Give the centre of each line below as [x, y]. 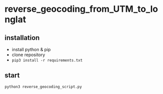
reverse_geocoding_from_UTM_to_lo [81, 9]
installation [22, 38]
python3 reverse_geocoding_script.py [43, 87]
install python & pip [31, 49]
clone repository [28, 55]
